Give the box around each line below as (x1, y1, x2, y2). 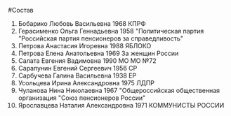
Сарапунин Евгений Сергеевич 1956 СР (18, 64, 138, 72)
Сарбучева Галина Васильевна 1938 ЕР (18, 71, 137, 80)
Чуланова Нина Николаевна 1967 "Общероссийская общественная (18, 87, 220, 94)
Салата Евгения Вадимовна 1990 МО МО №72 (18, 57, 157, 65)
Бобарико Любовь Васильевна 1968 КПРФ (18, 20, 146, 27)
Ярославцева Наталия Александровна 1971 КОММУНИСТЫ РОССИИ (18, 101, 225, 109)
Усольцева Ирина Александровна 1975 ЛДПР (18, 79, 155, 87)
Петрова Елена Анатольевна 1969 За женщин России (18, 49, 179, 57)
